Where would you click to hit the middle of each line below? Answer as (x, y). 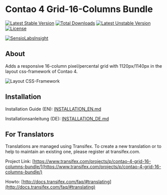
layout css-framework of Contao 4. (41, 71)
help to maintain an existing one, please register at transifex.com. (73, 152)
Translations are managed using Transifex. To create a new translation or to (83, 146)
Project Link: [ (20, 161)
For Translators (30, 134)
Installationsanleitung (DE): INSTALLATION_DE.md (57, 118)
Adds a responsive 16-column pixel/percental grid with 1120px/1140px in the (84, 66)
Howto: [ (14, 182)
